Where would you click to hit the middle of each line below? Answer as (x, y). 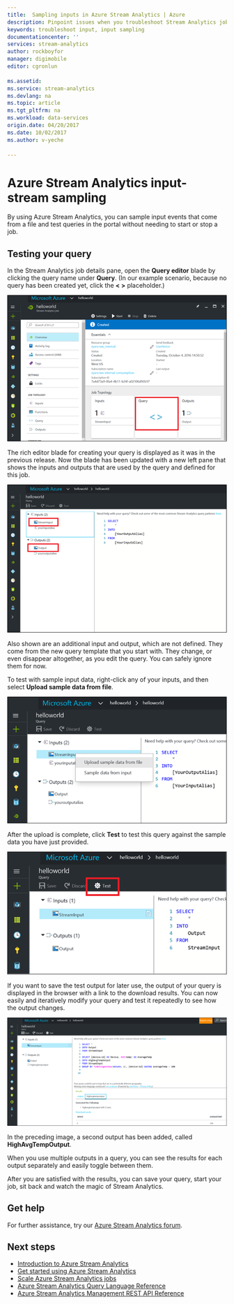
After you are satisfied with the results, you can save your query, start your (114, 1179)
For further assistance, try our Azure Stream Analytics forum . (95, 1225)
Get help (26, 1208)
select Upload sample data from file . (60, 687)
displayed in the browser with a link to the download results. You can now (112, 993)
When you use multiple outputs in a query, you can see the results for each (115, 1158)
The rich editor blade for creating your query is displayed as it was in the (111, 452)
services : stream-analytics (48, 44)
